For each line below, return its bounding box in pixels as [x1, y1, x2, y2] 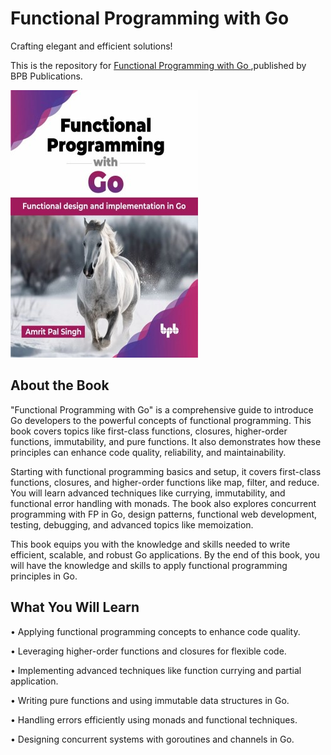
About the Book [10, 377, 110, 394]
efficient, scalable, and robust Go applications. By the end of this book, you [10, 548, 321, 561]
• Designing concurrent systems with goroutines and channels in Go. [10, 733, 295, 745]
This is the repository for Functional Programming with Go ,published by [10, 59, 307, 71]
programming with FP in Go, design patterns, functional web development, [10, 508, 318, 520]
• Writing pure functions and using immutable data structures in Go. [10, 694, 290, 706]
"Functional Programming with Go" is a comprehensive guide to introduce [10, 403, 314, 416]
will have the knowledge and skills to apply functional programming [10, 559, 288, 571]
